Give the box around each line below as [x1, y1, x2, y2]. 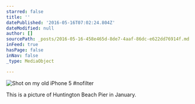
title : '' [6, 14, 31, 20]
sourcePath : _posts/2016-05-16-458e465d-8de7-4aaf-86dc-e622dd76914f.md [6, 36, 190, 42]
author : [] [6, 31, 33, 37]
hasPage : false [6, 47, 44, 53]
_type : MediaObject [6, 58, 55, 64]
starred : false [6, 8, 44, 15]
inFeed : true [6, 42, 39, 48]
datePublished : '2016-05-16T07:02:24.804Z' [6, 19, 116, 25]
